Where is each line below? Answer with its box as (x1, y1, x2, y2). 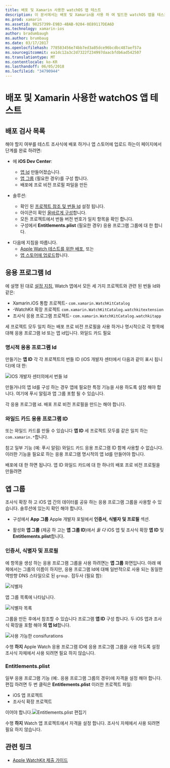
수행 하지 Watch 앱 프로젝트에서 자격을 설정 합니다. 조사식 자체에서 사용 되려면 (5, 720, 160, 726)
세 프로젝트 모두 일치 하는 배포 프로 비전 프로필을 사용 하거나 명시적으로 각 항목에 (5, 323, 164, 329)
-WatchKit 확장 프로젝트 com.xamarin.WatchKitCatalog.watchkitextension (12, 306, 164, 312)
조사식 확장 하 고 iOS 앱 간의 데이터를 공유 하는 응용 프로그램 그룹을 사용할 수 (5, 499, 157, 505)
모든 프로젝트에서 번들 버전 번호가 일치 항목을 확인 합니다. (20, 216, 134, 222)
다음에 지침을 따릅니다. (12, 240, 58, 245)
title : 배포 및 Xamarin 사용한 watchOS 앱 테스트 (5, 7, 101, 13)
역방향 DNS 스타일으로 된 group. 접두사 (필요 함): (5, 572, 103, 579)
